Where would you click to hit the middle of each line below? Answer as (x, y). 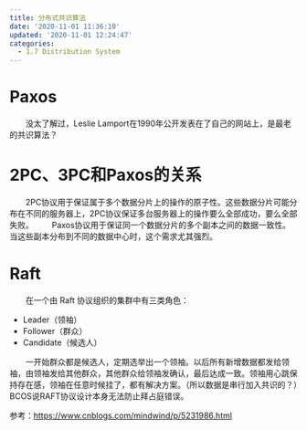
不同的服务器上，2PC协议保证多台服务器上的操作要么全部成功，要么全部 (161, 214)
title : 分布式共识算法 (48, 18)
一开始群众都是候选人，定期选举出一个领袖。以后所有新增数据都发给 (153, 362)
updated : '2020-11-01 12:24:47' (71, 35)
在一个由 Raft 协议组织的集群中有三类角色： (107, 300)
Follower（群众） (55, 330)
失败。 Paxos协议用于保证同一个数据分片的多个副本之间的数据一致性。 (150, 225)
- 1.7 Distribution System (69, 52)
